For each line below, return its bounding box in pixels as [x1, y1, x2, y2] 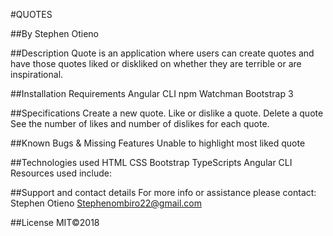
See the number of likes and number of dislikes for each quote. [10, 118, 270, 129]
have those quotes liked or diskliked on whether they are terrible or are [10, 58, 302, 69]
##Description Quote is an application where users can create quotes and [10, 47, 315, 59]
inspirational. [10, 69, 64, 80]
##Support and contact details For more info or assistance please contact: [10, 187, 317, 198]
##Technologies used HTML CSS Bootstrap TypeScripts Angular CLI [10, 157, 293, 168]
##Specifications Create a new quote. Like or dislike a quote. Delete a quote [10, 107, 324, 119]
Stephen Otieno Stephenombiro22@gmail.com [10, 197, 202, 209]
